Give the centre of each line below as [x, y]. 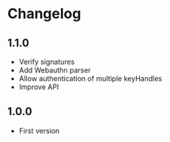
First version [39, 130]
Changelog [44, 14]
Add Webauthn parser [55, 70]
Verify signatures [47, 62]
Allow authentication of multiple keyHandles [91, 78]
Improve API [39, 87]
